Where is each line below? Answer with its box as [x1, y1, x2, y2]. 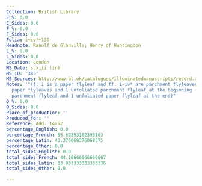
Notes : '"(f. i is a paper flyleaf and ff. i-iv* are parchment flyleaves [6, 82, 198, 88]
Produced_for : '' [6, 115, 50, 121]
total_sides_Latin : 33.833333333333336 [6, 160, 106, 166]
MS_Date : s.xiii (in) [6, 64, 61, 71]
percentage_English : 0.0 [6, 126, 69, 132]
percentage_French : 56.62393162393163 [6, 132, 103, 138]
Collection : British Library [6, 8, 79, 15]
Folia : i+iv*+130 [6, 37, 50, 43]
